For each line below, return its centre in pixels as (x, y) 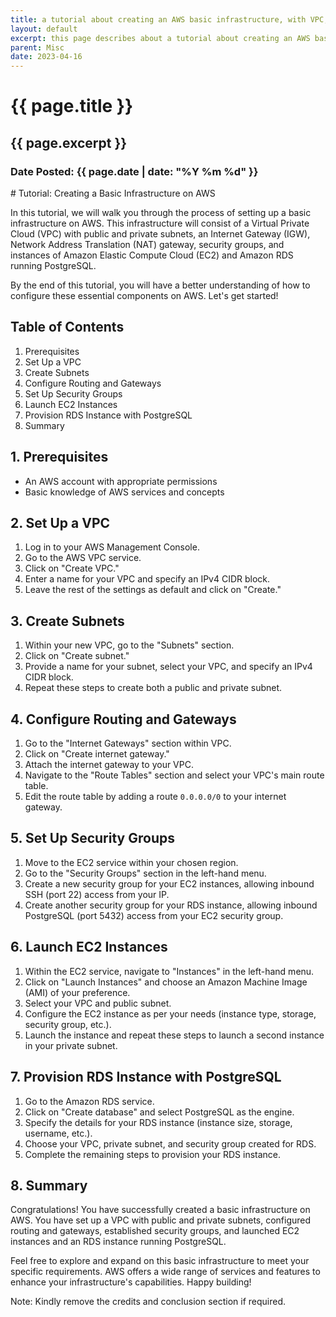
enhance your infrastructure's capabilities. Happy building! (131, 1282)
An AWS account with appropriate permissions (121, 481)
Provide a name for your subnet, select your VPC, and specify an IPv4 (168, 667)
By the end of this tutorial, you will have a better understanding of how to (160, 285)
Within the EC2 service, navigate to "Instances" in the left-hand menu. (169, 971)
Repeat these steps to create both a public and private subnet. (153, 688)
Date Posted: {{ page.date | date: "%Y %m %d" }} (134, 171)
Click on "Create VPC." (72, 568)
